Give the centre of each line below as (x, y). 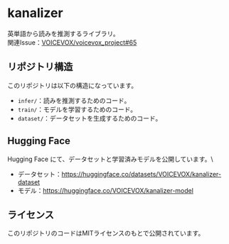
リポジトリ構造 (40, 67)
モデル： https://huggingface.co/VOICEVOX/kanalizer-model (106, 190)
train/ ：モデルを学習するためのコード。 (77, 109)
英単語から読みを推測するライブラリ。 (63, 33)
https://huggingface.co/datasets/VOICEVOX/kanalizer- (142, 174)
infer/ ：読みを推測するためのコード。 (74, 100)
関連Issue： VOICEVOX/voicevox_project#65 (72, 42)
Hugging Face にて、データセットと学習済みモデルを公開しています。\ (110, 159)
